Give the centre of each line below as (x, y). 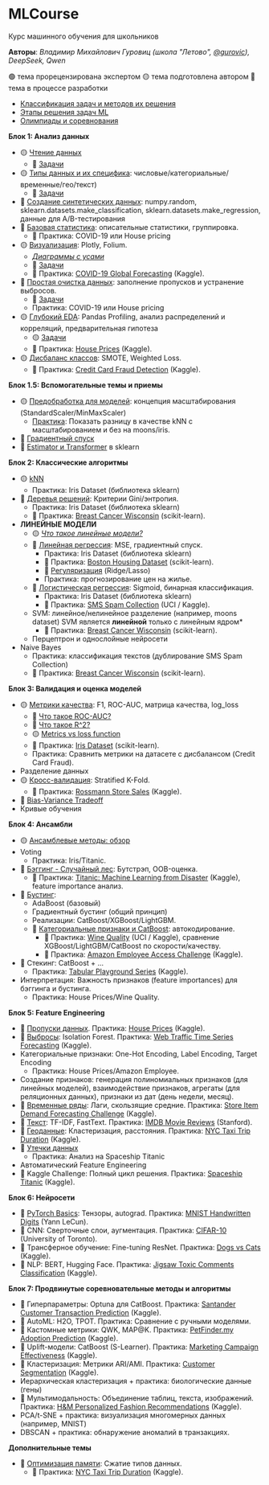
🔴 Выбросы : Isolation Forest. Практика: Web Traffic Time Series (127, 1036)
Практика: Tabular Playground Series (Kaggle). (110, 971)
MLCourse (44, 14)
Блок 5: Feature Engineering (57, 1012)
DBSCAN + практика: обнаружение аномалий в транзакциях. (125, 1432)
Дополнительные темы (50, 1447)
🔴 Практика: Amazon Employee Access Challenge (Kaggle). (143, 954)
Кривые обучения (51, 808)
